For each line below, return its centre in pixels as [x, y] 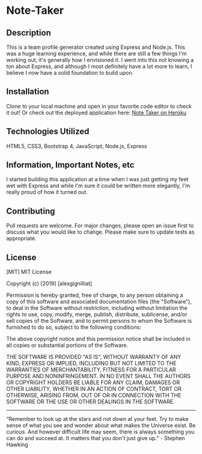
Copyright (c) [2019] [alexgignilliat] [49, 284]
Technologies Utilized [48, 132]
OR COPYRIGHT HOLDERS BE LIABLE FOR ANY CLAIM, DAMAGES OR [93, 382]
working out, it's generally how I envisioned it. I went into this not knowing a [100, 60]
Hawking [17, 445]
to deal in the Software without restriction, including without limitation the [97, 308]
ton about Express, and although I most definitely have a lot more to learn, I [99, 66]
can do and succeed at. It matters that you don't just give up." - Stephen [96, 438]
